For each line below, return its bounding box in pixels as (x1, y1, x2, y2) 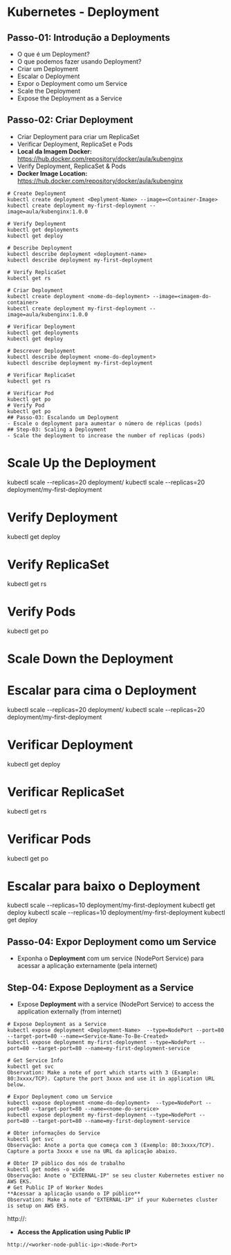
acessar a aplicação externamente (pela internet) (17, 962, 158, 970)
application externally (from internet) (17, 1007, 122, 1016)
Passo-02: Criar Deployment (7, 114, 133, 126)
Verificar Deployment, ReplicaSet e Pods (17, 140, 133, 148)
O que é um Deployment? (17, 50, 90, 58)
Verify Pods (7, 603, 76, 619)
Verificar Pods (7, 831, 91, 847)
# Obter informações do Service (7, 1130, 100, 1137)
